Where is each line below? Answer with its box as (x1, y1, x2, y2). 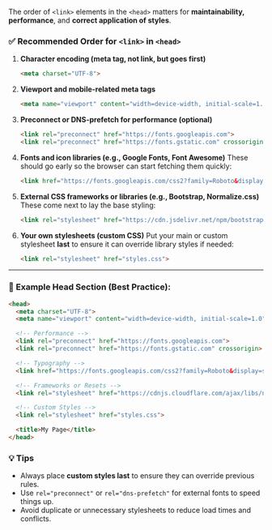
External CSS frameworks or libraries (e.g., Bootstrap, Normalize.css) (19, 191, 260, 201)
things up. (19, 497, 54, 506)
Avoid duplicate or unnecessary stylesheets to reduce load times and (19, 506, 251, 515)
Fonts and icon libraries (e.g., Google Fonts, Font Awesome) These (19, 152, 249, 162)
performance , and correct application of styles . (8, 15, 172, 25)
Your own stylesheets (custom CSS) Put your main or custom (19, 230, 228, 240)
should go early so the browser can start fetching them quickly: (19, 161, 232, 171)
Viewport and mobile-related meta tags (19, 84, 156, 94)
